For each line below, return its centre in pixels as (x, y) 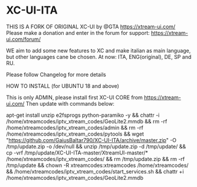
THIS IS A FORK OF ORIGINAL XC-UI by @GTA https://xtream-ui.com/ (91, 27)
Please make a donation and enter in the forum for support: (78, 32)
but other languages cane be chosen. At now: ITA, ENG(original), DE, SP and (99, 57)
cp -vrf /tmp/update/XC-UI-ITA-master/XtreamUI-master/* (77, 152)
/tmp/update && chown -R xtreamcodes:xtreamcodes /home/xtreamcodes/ (97, 165)
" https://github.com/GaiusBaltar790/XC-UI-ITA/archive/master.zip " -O (91, 140)
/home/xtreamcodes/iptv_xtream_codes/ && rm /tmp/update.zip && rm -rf (96, 159)
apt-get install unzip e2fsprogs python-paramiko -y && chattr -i (83, 115)
